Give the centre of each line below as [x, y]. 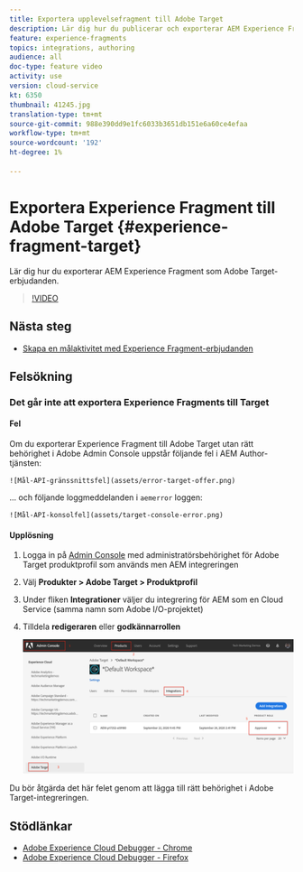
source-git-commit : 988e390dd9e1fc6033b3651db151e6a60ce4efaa [129, 124]
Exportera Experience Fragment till [142, 207]
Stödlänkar [41, 826]
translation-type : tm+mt [56, 114]
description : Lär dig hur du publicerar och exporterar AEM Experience [147, 28]
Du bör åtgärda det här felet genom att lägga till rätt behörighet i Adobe [142, 788]
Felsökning [41, 376]
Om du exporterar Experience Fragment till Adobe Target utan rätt [132, 444]
